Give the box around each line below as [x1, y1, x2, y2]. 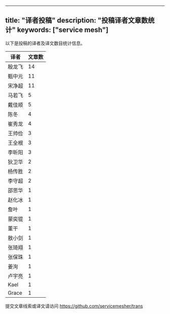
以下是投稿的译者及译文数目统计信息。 [5, 40, 85, 46]
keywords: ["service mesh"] [17, 26, 109, 34]
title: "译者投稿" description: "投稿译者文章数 [5, 16, 148, 25]
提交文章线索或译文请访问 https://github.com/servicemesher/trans [5, 303, 143, 309]
